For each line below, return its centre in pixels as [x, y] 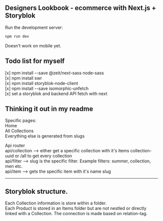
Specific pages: [21, 121]
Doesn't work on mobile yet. [33, 45]
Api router [15, 145]
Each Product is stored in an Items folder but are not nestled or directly [76, 208]
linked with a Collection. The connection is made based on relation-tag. [76, 214]
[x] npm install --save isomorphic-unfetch [47, 88]
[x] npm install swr [24, 78]
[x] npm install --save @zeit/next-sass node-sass [55, 73]
